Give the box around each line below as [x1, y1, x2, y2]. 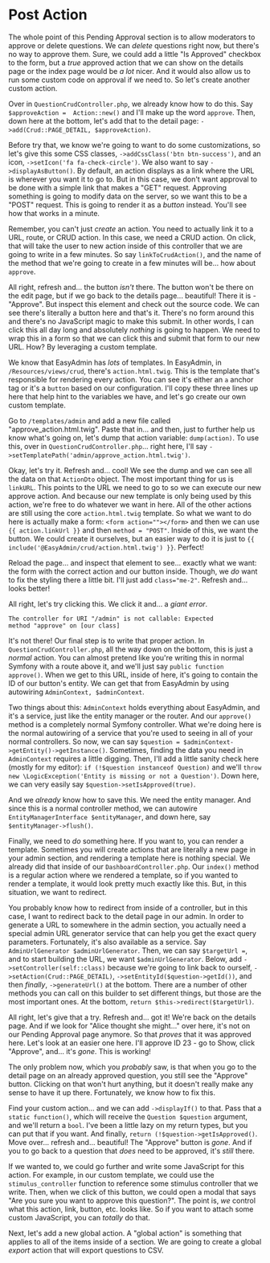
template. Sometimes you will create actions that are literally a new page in [8, 844, 256, 854]
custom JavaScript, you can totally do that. [8, 1212, 151, 1222]
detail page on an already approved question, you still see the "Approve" [8, 1070, 248, 1080]
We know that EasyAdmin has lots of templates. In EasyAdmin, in [8, 358, 223, 367]
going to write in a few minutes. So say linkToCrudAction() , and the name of [8, 249, 262, 259]
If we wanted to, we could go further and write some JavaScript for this [8, 1161, 245, 1171]
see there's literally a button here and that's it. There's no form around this [8, 308, 255, 317]
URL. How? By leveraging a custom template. [8, 341, 158, 351]
